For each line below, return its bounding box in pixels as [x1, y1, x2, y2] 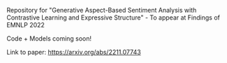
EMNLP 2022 [6, 21, 45, 29]
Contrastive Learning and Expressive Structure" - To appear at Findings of [6, 13, 221, 22]
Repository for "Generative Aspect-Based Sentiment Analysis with [6, 6, 197, 14]
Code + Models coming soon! [6, 34, 92, 43]
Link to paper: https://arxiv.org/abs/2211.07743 [6, 48, 141, 56]
